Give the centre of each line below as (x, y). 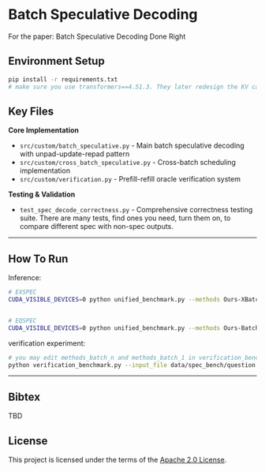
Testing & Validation (42, 194)
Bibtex (24, 397)
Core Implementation (44, 130)
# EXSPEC (22, 292)
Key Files (31, 111)
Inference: (25, 278)
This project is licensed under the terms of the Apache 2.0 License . (118, 460)
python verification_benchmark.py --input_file (88, 365)
